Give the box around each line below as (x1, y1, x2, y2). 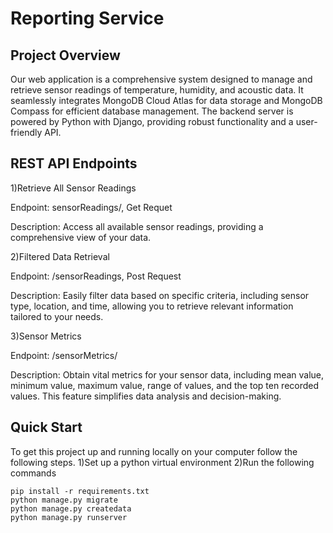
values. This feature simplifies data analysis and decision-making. (10, 390, 282, 402)
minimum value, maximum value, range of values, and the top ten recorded (10, 379, 320, 391)
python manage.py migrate (10, 495, 118, 505)
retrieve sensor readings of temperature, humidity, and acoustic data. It (10, 84, 304, 96)
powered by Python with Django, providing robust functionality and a (10, 116, 294, 127)
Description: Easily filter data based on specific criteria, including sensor (10, 289, 310, 301)
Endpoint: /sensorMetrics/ (10, 349, 118, 361)
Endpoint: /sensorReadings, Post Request (10, 270, 182, 282)
